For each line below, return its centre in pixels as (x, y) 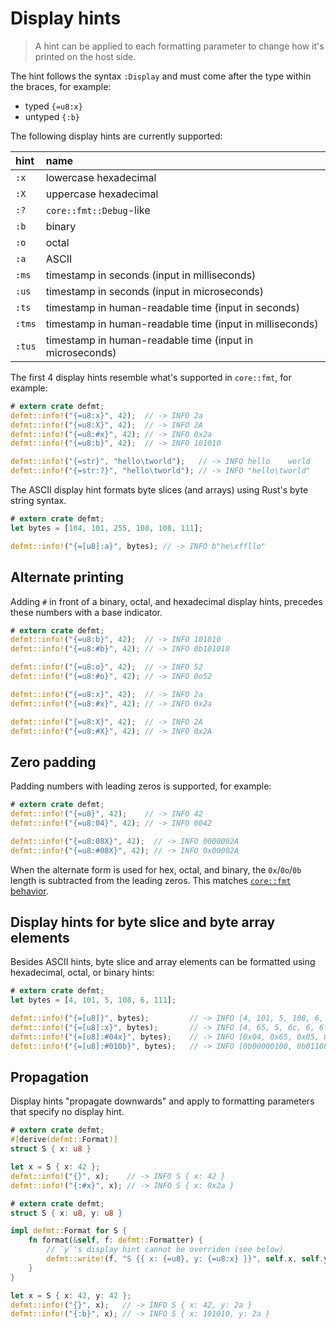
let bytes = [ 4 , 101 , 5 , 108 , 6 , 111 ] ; (93, 1000)
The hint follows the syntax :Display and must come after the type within (161, 76)
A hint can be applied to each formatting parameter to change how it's (179, 46)
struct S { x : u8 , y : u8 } (66, 1213)
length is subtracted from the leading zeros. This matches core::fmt (151, 880)
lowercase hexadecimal (101, 177)
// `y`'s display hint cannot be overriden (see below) (165, 1250)
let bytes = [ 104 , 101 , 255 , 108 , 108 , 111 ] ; (107, 528)
